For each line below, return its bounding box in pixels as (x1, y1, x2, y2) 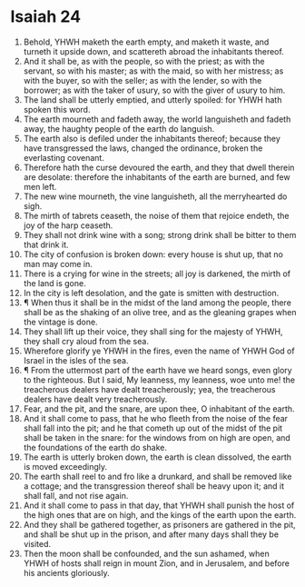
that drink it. (23, 239, 69, 250)
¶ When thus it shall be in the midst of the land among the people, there (23, 297, 291, 308)
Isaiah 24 (10, 6, 81, 27)
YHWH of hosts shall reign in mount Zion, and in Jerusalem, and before (23, 557, 290, 569)
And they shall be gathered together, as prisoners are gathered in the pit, (23, 519, 296, 530)
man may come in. (23, 258, 93, 269)
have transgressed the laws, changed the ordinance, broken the (23, 143, 263, 154)
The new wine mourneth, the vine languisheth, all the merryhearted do (23, 191, 288, 202)
